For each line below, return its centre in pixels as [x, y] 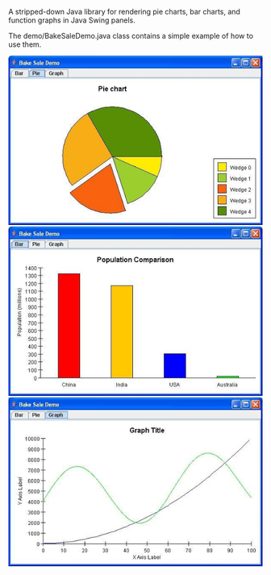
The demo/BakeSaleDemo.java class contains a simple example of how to [131, 36]
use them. [25, 44]
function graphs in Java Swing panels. [72, 20]
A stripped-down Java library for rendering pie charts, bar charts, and [124, 12]
